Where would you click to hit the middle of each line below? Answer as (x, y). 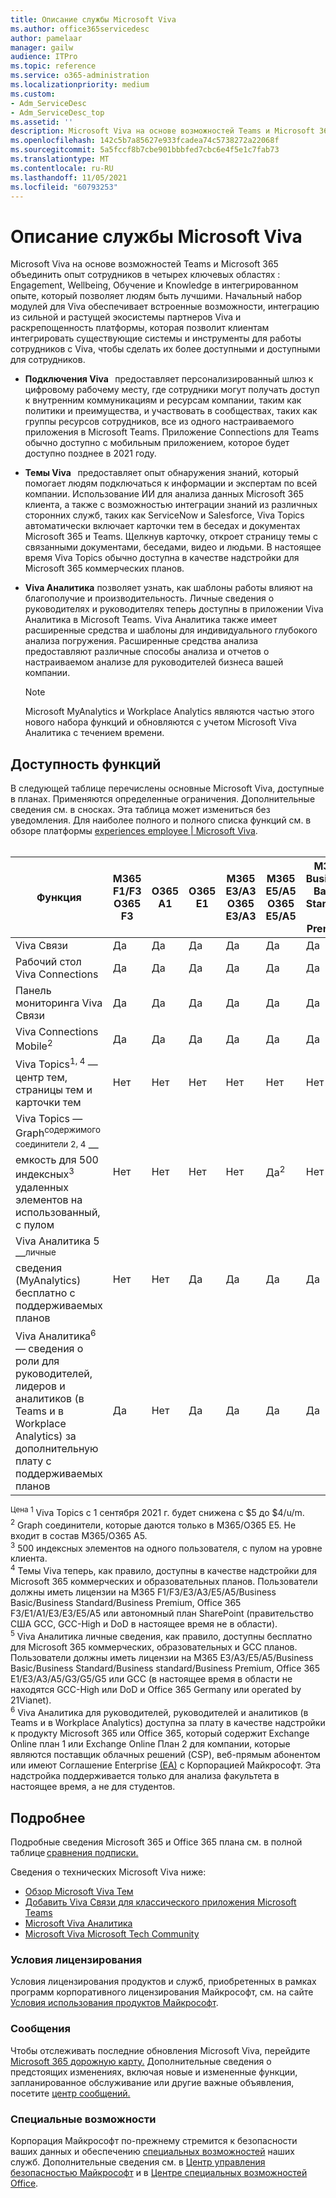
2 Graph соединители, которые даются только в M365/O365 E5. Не (153, 1524)
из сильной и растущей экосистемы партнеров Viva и (126, 317)
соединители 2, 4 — (57, 1147)
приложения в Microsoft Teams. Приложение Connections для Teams (172, 432)
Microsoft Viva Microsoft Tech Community (112, 1934)
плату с (33, 1461)
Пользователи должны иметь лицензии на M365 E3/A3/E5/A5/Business (162, 1657)
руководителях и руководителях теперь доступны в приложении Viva (174, 609)
